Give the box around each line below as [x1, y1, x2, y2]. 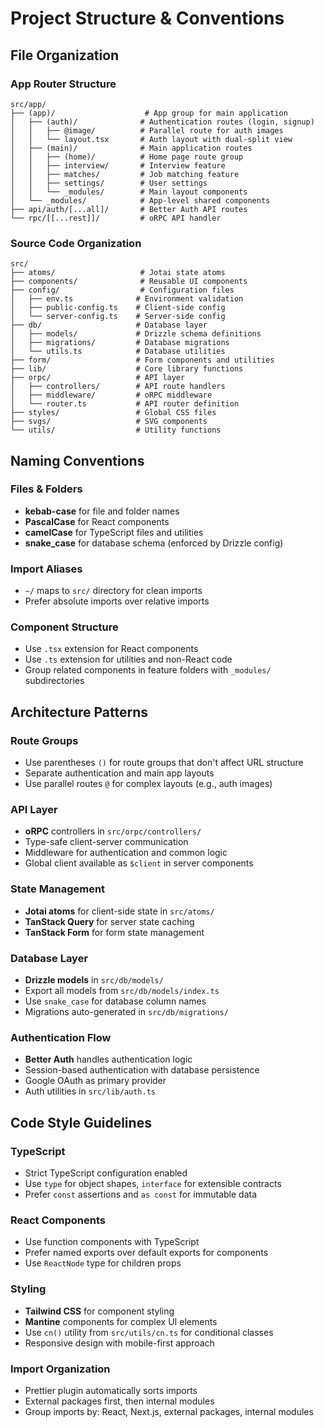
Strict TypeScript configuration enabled [24, 1167, 188, 1179]
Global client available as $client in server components [24, 857, 254, 869]
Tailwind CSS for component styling [24, 1305, 175, 1317]
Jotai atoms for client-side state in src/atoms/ [24, 905, 215, 917]
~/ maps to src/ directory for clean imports [24, 585, 203, 597]
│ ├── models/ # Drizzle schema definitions [10, 329, 262, 339]
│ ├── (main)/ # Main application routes [10, 143, 253, 153]
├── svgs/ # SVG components [10, 417, 208, 427]
